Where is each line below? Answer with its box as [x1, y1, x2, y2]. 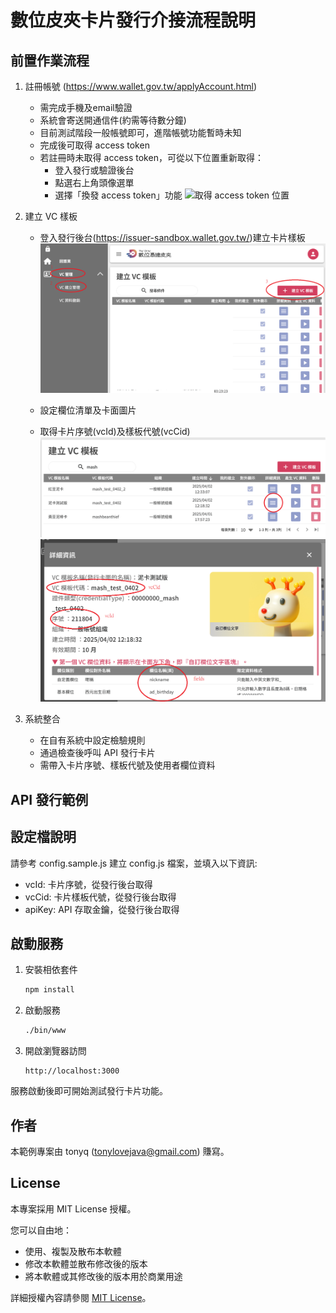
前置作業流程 [10, 52, 90, 69]
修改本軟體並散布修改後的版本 [24, 1257, 148, 1270]
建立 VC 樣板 [24, 211, 78, 222]
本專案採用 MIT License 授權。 [10, 1202, 137, 1215]
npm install [24, 985, 75, 995]
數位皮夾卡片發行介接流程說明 [10, 9, 257, 32]
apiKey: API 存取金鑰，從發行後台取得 [24, 903, 180, 915]
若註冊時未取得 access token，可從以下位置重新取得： [39, 152, 264, 163]
